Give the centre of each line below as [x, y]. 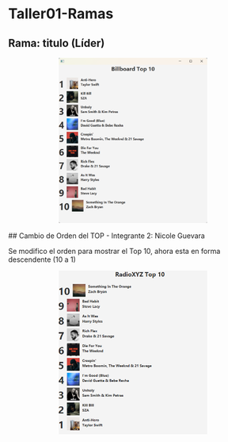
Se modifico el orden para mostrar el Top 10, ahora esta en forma [114, 251]
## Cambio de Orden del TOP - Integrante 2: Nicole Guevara [107, 236]
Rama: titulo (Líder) [57, 43]
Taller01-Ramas [61, 14]
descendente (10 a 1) [42, 259]
